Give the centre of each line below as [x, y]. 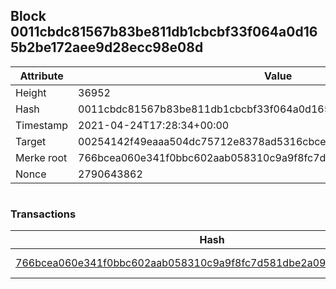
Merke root [41, 157]
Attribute [41, 76]
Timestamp [42, 125]
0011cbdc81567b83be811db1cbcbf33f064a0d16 [164, 32]
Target [31, 141]
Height [31, 92]
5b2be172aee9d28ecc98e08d [107, 47]
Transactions [43, 214]
